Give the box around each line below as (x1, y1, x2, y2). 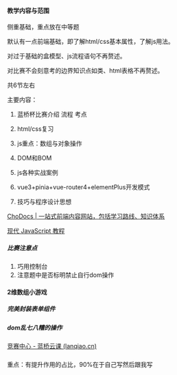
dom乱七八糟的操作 (7, 323, 63, 332)
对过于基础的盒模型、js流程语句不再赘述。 (7, 52, 126, 60)
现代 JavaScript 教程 (7, 227, 65, 235)
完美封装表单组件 (7, 305, 56, 313)
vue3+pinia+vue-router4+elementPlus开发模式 (16, 183, 150, 191)
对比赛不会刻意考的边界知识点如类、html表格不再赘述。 (7, 66, 164, 75)
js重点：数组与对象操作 (16, 139, 82, 147)
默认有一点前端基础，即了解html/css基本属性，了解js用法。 (7, 38, 175, 46)
